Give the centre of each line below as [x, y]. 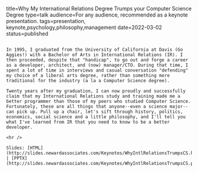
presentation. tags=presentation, [46, 21]
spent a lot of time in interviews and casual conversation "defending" [97, 70]
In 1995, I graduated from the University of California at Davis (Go [95, 50]
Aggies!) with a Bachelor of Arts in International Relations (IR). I [95, 55]
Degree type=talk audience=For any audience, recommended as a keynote [97, 15]
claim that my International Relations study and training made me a [93, 96]
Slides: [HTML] [25, 148]
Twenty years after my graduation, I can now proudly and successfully [96, 91]
